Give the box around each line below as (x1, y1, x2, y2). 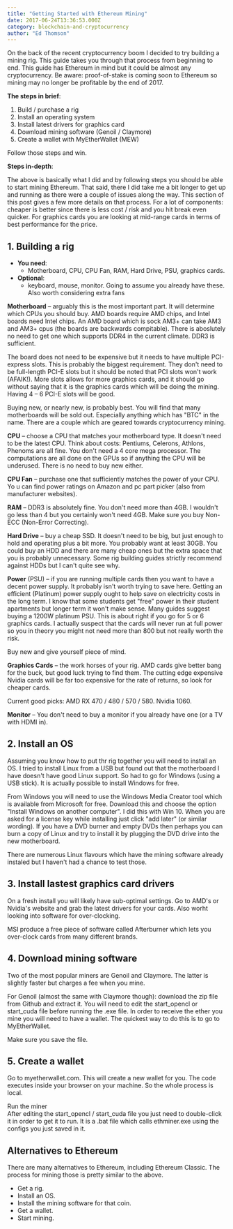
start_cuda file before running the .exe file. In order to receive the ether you (7, 1006, 223, 1015)
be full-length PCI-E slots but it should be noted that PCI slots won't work (7, 368, 217, 376)
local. (7, 1089, 23, 1097)
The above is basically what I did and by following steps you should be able (7, 176, 224, 184)
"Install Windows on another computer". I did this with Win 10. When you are (7, 807, 225, 815)
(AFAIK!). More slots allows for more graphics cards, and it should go (7, 375, 204, 384)
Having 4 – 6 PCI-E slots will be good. (7, 390, 115, 399)
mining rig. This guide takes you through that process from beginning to (7, 57, 214, 65)
